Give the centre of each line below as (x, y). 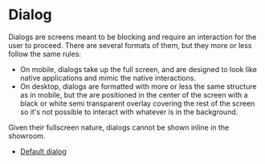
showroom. (27, 136)
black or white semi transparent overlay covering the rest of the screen (137, 103)
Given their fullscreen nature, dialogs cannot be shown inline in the (119, 127)
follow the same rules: (45, 54)
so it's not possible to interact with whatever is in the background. (129, 112)
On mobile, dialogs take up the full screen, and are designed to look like (138, 69)
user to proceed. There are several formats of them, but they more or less (130, 45)
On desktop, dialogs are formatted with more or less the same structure (138, 86)
